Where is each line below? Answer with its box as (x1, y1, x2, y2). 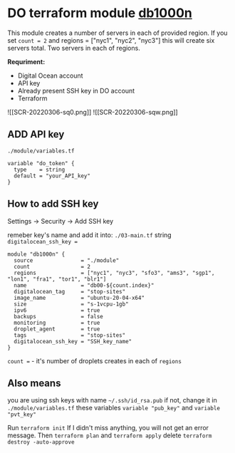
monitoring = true (14, 319, 100, 326)
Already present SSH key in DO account (17, 86, 135, 95)
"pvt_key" (7, 411, 37, 418)
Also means (7, 377, 61, 389)
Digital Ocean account (17, 71, 83, 80)
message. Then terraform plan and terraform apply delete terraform (7, 431, 212, 439)
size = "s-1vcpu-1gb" (14, 301, 130, 308)
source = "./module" (14, 256, 120, 264)
